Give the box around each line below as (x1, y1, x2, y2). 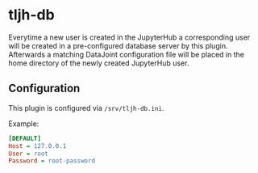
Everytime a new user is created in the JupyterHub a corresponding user (8, 32, 251, 42)
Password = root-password (8, 157, 95, 165)
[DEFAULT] (8, 134, 42, 142)
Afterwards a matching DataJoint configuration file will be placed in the (8, 49, 244, 59)
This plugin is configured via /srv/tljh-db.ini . (8, 103, 164, 112)
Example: (8, 119, 40, 129)
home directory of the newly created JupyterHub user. (8, 58, 189, 68)
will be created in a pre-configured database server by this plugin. (8, 40, 228, 50)
